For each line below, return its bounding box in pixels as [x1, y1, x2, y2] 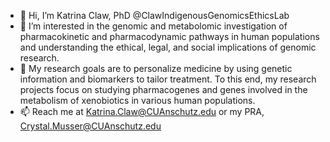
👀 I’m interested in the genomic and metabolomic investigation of [19, 20, 288, 32]
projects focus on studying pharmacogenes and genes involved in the [19, 84, 308, 95]
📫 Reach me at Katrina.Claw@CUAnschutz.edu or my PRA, [19, 106, 265, 117]
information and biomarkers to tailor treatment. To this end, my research [19, 73, 317, 85]
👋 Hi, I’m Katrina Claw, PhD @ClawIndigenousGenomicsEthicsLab [19, 10, 290, 21]
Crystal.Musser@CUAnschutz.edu [19, 120, 162, 132]
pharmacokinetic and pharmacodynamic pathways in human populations [19, 31, 320, 42]
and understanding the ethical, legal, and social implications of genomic [19, 41, 317, 53]
